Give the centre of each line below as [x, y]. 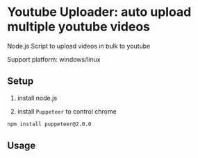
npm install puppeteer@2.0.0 [49, 124]
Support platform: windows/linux [54, 59]
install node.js [37, 98]
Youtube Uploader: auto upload [99, 12]
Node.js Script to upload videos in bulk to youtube [79, 46]
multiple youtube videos [79, 27]
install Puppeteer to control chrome [67, 111]
